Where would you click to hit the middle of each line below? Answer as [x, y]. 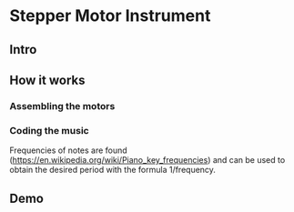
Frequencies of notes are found [68, 150]
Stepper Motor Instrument [110, 16]
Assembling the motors [62, 106]
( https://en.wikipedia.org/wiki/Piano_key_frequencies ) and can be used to [147, 160]
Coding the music [49, 130]
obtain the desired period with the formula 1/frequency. [113, 170]
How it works [47, 80]
